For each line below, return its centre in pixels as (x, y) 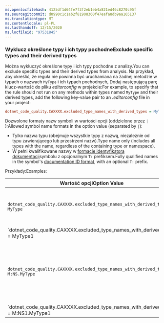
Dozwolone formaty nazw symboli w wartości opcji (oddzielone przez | (77, 121)
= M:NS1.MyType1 (29, 313)
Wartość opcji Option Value (92, 183)
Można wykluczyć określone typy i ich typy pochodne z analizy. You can (77, 66)
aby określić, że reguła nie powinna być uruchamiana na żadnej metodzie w (81, 77)
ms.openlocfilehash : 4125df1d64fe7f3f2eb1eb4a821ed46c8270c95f (71, 10)
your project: (18, 103)
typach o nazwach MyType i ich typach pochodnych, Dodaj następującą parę (81, 82)
